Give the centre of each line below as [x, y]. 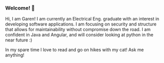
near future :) [19, 40]
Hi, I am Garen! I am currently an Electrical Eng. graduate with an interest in [82, 19]
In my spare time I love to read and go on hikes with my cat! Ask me [75, 50]
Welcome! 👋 [20, 8]
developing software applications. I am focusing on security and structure [81, 24]
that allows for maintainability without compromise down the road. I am [78, 29]
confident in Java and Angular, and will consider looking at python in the [79, 35]
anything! [15, 55]
